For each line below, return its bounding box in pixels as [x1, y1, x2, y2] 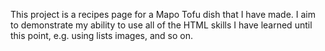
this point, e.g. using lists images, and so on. [10, 30, 193, 41]
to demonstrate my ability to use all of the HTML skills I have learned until [10, 19, 313, 31]
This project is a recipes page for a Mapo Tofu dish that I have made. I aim [10, 9, 317, 20]
